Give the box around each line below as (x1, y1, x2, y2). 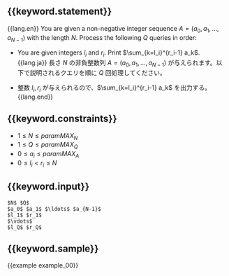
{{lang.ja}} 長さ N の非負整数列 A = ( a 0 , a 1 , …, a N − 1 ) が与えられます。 (17, 59, 216, 69)
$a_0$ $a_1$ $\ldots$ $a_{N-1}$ (7, 205, 101, 212)
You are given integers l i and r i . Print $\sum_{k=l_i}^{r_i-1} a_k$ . (17, 48, 200, 59)
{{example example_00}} (7, 261, 79, 270)
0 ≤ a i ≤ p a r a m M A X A (17, 150, 80, 160)
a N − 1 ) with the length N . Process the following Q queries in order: (7, 33, 198, 43)
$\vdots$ (7, 217, 33, 225)
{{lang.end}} (17, 92, 54, 101)
